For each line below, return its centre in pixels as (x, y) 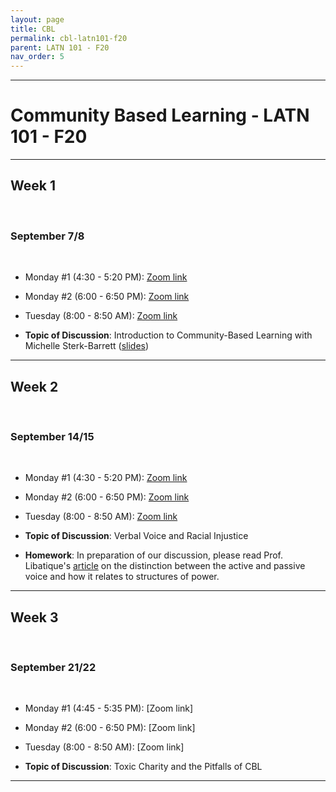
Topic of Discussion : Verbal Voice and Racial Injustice (136, 536)
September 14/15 (52, 436)
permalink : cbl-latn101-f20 (69, 38)
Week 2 (34, 386)
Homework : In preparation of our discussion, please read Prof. (154, 555)
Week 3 (34, 617)
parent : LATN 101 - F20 (60, 47)
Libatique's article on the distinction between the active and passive (165, 566)
